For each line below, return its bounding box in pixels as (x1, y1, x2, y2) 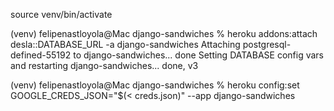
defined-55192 (10, 49, 72, 61)
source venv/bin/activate (10, 9, 113, 20)
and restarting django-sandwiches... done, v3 (10, 60, 199, 71)
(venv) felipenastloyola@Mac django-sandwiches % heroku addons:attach (10, 28, 318, 39)
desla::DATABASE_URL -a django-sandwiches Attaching (10, 39, 241, 50)
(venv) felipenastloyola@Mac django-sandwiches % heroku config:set (10, 79, 300, 91)
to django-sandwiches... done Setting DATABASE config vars (73, 49, 324, 61)
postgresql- (242, 39, 292, 50)
